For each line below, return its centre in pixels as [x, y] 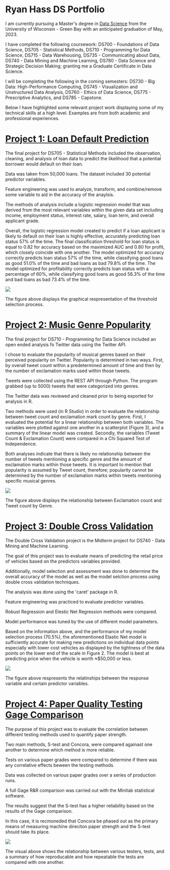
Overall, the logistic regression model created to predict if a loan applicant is [85, 230]
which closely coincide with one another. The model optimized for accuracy [85, 252]
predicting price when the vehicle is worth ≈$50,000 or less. [69, 658]
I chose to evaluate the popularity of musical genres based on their [76, 354]
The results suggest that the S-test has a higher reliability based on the [80, 806]
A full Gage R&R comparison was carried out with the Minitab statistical [80, 790]
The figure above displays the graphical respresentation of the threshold [81, 299]
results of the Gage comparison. [39, 811]
